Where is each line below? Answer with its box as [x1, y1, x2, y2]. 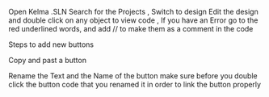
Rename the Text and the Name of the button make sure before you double [8, 71, 258, 80]
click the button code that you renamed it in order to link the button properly [8, 80, 261, 89]
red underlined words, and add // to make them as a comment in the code [8, 24, 254, 33]
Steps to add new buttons [8, 40, 95, 49]
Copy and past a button [8, 56, 87, 65]
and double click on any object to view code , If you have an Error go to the [8, 15, 258, 25]
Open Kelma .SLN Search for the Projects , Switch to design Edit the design [8, 7, 258, 16]
